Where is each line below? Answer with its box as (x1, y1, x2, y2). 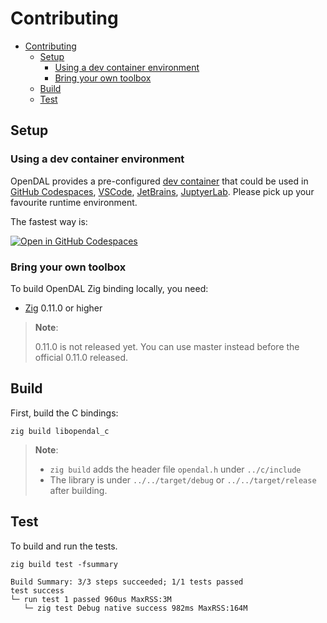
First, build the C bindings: (10, 407, 119, 419)
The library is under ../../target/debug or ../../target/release (49, 473, 317, 486)
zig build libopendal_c (10, 426, 110, 436)
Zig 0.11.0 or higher (24, 302, 103, 314)
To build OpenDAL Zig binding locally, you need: (10, 282, 209, 294)
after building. (49, 484, 108, 496)
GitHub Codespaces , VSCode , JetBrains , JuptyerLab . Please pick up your (10, 185, 315, 197)
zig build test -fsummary (10, 559, 118, 569)
